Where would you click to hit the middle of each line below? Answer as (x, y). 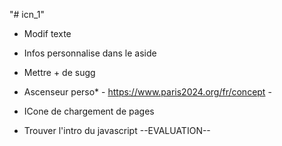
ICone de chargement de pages (89, 111)
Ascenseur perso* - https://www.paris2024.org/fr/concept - (147, 92)
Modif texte (47, 33)
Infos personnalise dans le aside (90, 53)
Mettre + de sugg (59, 72)
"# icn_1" (27, 14)
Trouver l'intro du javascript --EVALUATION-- (117, 130)
